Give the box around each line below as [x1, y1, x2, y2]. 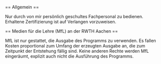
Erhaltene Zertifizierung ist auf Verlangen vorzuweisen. [5, 19, 116, 24]
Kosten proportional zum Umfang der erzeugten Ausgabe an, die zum [5, 43, 145, 48]
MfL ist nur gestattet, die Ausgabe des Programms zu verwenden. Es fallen [5, 38, 157, 43]
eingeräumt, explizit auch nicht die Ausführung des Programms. [5, 53, 134, 59]
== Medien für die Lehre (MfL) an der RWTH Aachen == [5, 28, 118, 34]
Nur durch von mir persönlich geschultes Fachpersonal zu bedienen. [5, 14, 143, 19]
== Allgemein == [5, 4, 39, 10]
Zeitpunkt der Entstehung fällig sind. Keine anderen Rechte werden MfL [5, 48, 149, 54]
